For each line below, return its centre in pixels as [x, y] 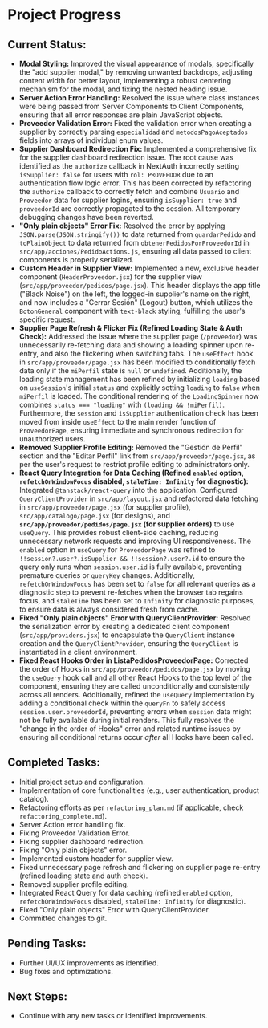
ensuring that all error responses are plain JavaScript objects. [121, 115]
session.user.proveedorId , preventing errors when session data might [135, 711]
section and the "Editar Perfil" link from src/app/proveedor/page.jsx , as [137, 456]
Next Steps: [37, 997]
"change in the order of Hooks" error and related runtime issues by [130, 729]
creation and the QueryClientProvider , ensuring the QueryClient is [128, 643]
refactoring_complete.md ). [63, 815]
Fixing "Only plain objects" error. [73, 850]
